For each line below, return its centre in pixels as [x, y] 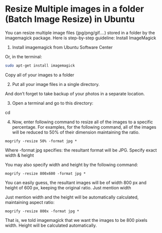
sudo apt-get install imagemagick [40, 66]
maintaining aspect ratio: [30, 202]
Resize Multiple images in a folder [75, 9]
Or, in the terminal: [24, 56]
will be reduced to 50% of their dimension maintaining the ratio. [76, 132]
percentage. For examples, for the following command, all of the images [84, 127]
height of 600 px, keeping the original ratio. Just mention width [68, 187]
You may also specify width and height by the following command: [72, 165]
